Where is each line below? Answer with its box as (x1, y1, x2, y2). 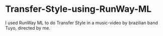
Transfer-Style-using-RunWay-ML (5, 3, 152, 15)
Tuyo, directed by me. (5, 25, 51, 31)
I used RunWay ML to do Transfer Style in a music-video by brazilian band (5, 20, 158, 26)
